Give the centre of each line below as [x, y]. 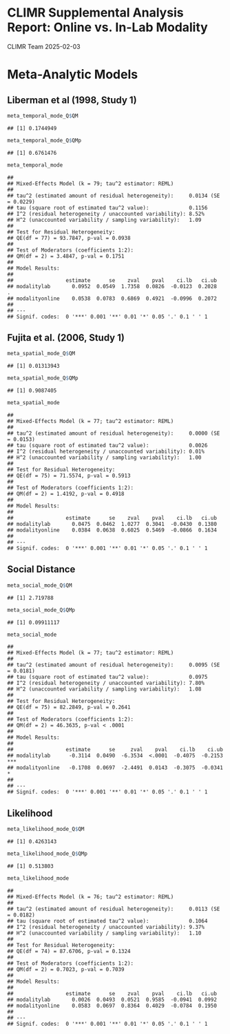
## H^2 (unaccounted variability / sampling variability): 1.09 [104, 220]
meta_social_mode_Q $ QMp [41, 610]
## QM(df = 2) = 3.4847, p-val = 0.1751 [66, 256]
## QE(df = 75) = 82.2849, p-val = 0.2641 [69, 707]
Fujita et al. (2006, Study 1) [66, 338]
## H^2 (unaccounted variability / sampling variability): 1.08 [104, 689]
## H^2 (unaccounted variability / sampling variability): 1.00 [104, 458]
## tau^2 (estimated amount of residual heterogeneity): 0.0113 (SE [114, 909]
